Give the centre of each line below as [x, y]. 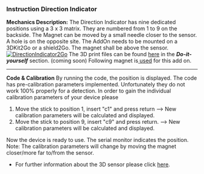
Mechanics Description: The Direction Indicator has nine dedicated [91, 22]
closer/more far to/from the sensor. [50, 153]
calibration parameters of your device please [62, 97]
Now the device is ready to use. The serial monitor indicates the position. [98, 140]
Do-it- [184, 54]
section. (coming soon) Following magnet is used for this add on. [110, 61]
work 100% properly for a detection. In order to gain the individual [89, 91]
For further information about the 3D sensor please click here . [93, 164]
